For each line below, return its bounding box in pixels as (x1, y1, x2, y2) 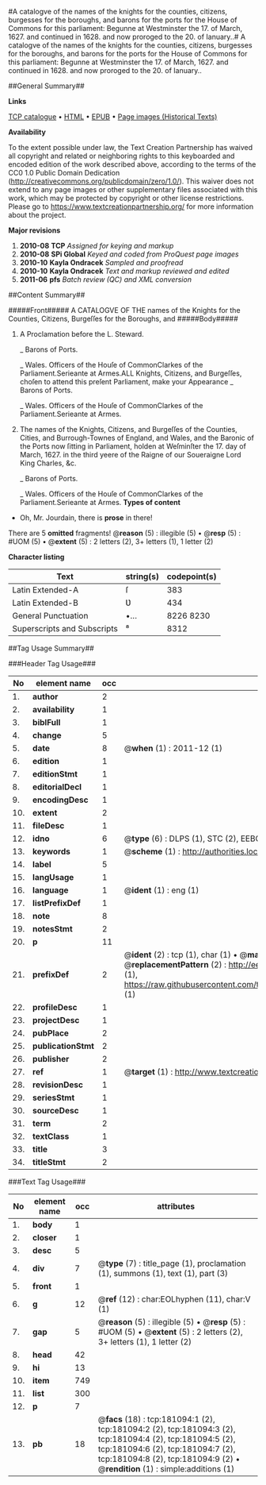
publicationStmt (32, 1040, 95, 1051)
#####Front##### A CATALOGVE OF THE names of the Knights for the (8, 306, 241, 314)
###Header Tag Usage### (8, 659, 97, 668)
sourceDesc (32, 1105, 79, 1116)
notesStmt (32, 924, 73, 934)
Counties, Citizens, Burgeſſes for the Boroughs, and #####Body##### (8, 314, 239, 323)
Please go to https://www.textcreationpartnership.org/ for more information (8, 202, 254, 211)
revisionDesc (32, 1079, 83, 1090)
